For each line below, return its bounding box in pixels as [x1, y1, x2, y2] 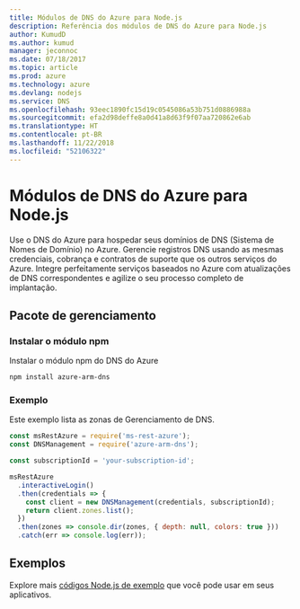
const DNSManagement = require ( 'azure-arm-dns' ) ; [9, 440, 199, 449]
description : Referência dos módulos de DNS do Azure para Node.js [9, 22, 268, 31]
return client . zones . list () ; [25, 506, 135, 515]
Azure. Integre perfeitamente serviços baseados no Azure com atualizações [9, 262, 291, 274]
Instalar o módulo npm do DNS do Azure [9, 356, 159, 366]
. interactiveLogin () [17, 481, 94, 490]
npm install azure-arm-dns [9, 373, 110, 382]
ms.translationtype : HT [9, 122, 99, 131]
